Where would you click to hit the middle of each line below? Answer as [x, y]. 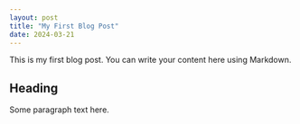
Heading [34, 88]
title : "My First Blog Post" [64, 26]
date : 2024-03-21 [42, 34]
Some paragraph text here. [60, 110]
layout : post [34, 18]
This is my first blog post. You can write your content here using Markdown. [150, 60]
